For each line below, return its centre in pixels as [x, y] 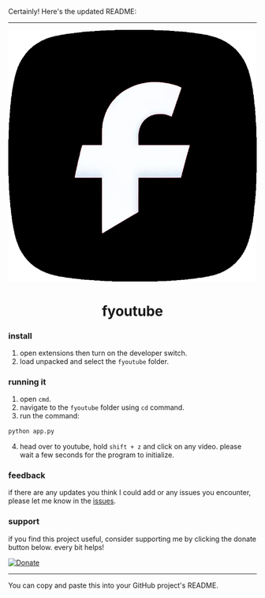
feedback [27, 475]
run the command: [50, 416]
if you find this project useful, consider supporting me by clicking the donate [132, 539]
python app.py [32, 431]
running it [27, 381]
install [21, 335]
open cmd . [35, 399]
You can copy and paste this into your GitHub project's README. [113, 585]
